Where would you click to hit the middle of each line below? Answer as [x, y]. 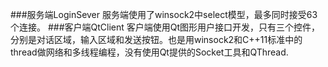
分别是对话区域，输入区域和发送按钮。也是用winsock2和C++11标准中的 [156, 39]
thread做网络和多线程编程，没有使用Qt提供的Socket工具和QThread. [149, 52]
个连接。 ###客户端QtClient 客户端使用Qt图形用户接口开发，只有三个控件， [165, 27]
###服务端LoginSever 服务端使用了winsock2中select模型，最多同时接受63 [164, 14]
